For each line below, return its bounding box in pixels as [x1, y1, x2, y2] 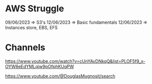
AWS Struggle [5, 3, 64, 14]
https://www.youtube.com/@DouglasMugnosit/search [5, 73, 115, 79]
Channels [5, 42, 46, 53]
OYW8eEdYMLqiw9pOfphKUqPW [5, 63, 74, 69]
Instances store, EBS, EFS [5, 24, 58, 30]
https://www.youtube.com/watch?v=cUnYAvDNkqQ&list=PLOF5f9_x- [5, 58, 146, 64]
